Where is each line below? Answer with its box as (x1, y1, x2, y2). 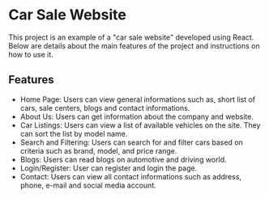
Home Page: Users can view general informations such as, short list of (19, 95, 256, 104)
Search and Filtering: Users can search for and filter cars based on (19, 137, 243, 147)
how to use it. (8, 49, 54, 59)
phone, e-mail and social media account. (19, 180, 156, 190)
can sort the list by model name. (19, 128, 128, 138)
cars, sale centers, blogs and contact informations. (19, 103, 190, 112)
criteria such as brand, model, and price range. (19, 145, 177, 155)
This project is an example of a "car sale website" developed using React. (8, 32, 254, 42)
